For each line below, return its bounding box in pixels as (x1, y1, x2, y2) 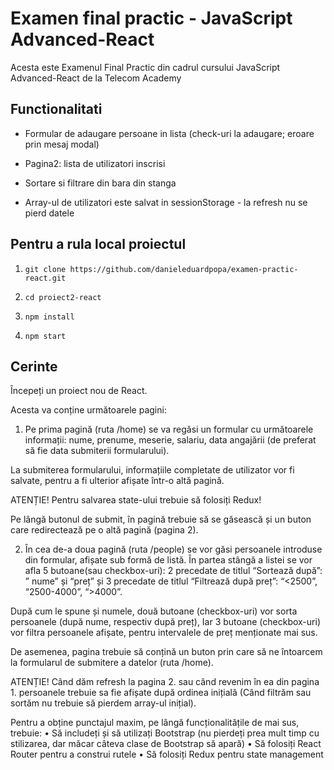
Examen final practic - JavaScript (10, 7, 293, 30)
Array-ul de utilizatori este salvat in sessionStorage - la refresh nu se (24, 196, 308, 208)
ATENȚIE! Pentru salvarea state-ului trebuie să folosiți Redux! (10, 494, 262, 506)
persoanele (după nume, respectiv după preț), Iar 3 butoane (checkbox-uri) (10, 616, 321, 628)
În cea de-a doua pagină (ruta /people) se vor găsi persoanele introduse (24, 543, 323, 556)
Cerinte (10, 358, 58, 375)
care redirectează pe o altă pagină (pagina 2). (10, 524, 199, 536)
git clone (24, 264, 67, 274)
